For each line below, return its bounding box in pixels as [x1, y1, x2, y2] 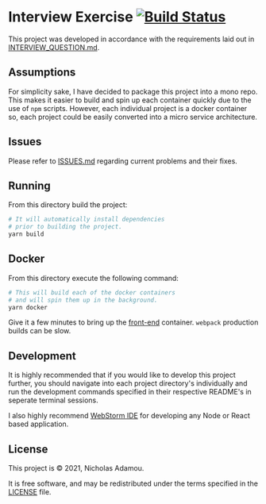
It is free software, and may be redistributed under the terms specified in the [8, 479, 258, 488]
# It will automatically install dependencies [8, 215, 165, 224]
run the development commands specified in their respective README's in [8, 387, 252, 397]
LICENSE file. [8, 487, 52, 497]
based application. [8, 419, 69, 429]
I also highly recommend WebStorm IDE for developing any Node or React [8, 411, 250, 421]
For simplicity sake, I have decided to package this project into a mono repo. [8, 87, 258, 96]
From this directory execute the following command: [8, 273, 179, 283]
